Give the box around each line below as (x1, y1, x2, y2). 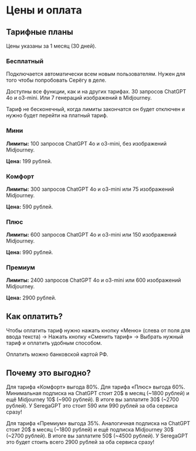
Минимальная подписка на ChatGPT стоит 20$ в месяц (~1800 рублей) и (6, 390, 190, 397)
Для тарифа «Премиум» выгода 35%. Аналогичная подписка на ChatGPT (6, 420, 191, 427)
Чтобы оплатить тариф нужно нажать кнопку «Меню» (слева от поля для (6, 327, 191, 334)
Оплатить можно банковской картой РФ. (6, 351, 109, 358)
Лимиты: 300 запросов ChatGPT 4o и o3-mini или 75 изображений (6, 186, 174, 193)
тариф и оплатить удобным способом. (6, 339, 103, 346)
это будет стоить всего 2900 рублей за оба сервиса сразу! (6, 439, 154, 446)
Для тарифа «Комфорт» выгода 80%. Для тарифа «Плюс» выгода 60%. (6, 383, 186, 391)
